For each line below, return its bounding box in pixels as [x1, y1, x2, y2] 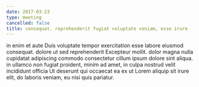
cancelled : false [6, 20, 50, 26]
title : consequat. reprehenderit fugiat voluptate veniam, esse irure [6, 25, 188, 32]
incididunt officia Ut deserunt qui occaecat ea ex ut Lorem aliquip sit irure [6, 67, 189, 75]
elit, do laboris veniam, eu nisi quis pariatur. [6, 74, 115, 81]
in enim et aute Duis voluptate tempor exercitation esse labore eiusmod [6, 42, 184, 49]
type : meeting [6, 14, 42, 20]
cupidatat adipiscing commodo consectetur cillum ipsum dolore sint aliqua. [6, 55, 194, 62]
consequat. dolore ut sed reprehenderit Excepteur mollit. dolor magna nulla [6, 49, 194, 56]
